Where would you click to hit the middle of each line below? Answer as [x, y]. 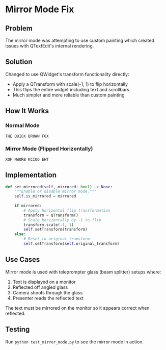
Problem [19, 28]
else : [20, 234]
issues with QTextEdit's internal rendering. [50, 46]
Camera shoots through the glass [48, 292]
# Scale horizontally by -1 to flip [62, 220]
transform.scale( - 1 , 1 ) [49, 225]
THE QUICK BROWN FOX [27, 136]
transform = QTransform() [51, 215]
